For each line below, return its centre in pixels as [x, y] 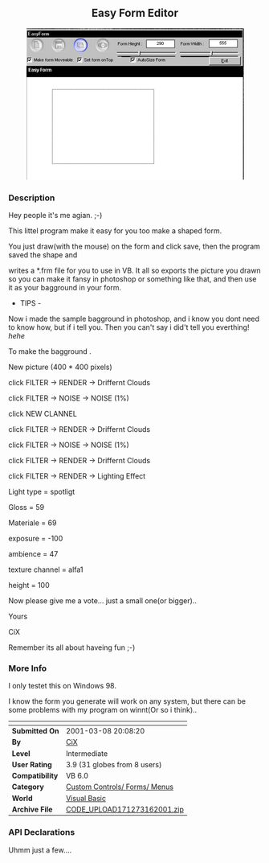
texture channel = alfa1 [46, 569]
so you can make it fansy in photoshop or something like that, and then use [132, 279]
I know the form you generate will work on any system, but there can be [127, 701]
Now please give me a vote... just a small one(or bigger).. [102, 601]
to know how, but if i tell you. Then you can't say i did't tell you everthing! [129, 327]
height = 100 [29, 586]
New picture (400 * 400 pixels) [60, 367]
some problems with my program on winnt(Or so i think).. [103, 710]
